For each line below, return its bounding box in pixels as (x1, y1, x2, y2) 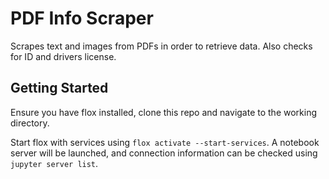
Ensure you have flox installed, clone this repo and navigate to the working (10, 106, 318, 118)
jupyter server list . (10, 157, 99, 169)
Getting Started (10, 80, 109, 97)
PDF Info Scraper (10, 7, 154, 30)
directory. (10, 117, 50, 129)
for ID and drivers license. (10, 50, 117, 62)
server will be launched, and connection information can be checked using (10, 147, 318, 159)
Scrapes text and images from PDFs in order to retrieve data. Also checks (10, 40, 313, 52)
